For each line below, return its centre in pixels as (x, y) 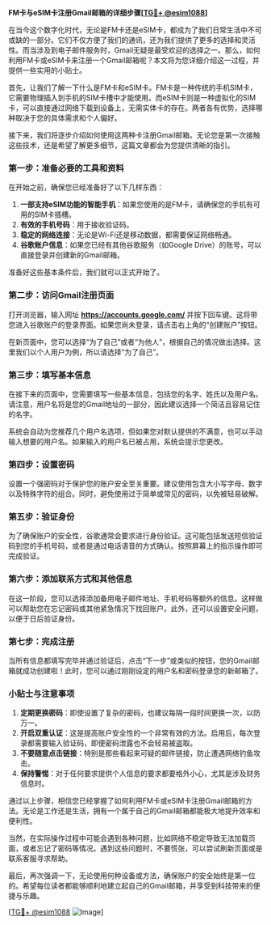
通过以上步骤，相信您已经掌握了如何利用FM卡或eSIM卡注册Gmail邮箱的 (127, 801)
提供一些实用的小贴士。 (47, 70)
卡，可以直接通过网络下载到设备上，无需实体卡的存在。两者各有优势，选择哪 (135, 108)
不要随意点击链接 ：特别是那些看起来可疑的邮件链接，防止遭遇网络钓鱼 (137, 753)
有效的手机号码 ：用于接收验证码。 (77, 225)
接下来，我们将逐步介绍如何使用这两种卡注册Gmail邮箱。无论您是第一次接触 (134, 135)
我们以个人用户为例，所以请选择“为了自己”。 (89, 352)
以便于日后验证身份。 (44, 618)
